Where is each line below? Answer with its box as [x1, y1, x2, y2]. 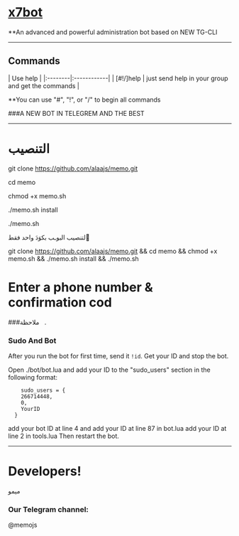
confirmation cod [8, 294, 112, 310]
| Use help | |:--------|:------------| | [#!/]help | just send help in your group [8, 74, 229, 82]
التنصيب [8, 140, 50, 156]
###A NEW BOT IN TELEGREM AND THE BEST [8, 109, 145, 117]
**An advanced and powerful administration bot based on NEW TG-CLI [8, 28, 218, 36]
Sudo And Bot [8, 336, 57, 345]
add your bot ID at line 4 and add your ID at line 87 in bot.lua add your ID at [8, 424, 227, 432]
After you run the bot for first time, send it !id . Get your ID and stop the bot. [8, 351, 229, 360]
